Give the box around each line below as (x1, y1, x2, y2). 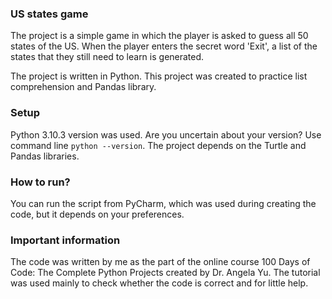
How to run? (10, 175, 71, 189)
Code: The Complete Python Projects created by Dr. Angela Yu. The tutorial (10, 267, 321, 279)
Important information (10, 233, 121, 247)
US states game (10, 7, 89, 21)
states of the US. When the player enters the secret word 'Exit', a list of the (10, 40, 318, 52)
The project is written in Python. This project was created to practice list (10, 70, 308, 82)
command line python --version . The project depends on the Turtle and (10, 139, 307, 151)
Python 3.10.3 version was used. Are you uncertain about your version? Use (10, 128, 322, 141)
